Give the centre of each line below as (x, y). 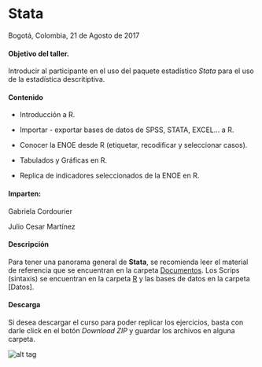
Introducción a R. (47, 115)
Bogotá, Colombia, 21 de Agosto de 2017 (74, 35)
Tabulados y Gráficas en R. (63, 160)
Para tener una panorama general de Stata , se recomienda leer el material (128, 262)
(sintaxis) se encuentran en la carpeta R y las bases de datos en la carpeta (129, 278)
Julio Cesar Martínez (42, 226)
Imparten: (25, 193)
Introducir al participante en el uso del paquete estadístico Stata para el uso (131, 71)
